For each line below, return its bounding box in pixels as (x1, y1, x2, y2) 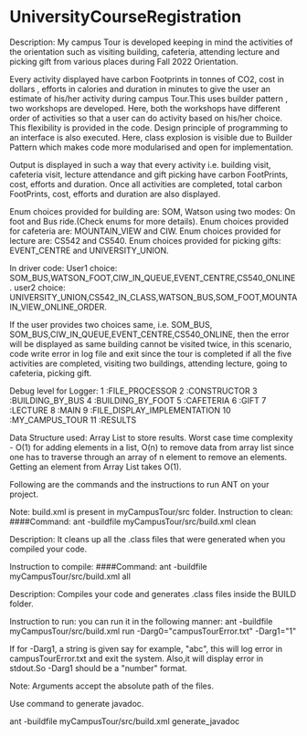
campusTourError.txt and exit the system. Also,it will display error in (9, 653, 263, 664)
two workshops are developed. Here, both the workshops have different (9, 102, 281, 113)
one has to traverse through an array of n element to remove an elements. (9, 451, 288, 462)
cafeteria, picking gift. (9, 367, 92, 378)
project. (9, 489, 39, 499)
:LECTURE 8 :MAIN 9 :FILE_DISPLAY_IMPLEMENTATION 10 (9, 405, 231, 415)
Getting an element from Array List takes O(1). (9, 461, 182, 472)
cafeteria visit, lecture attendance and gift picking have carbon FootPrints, (9, 169, 289, 180)
